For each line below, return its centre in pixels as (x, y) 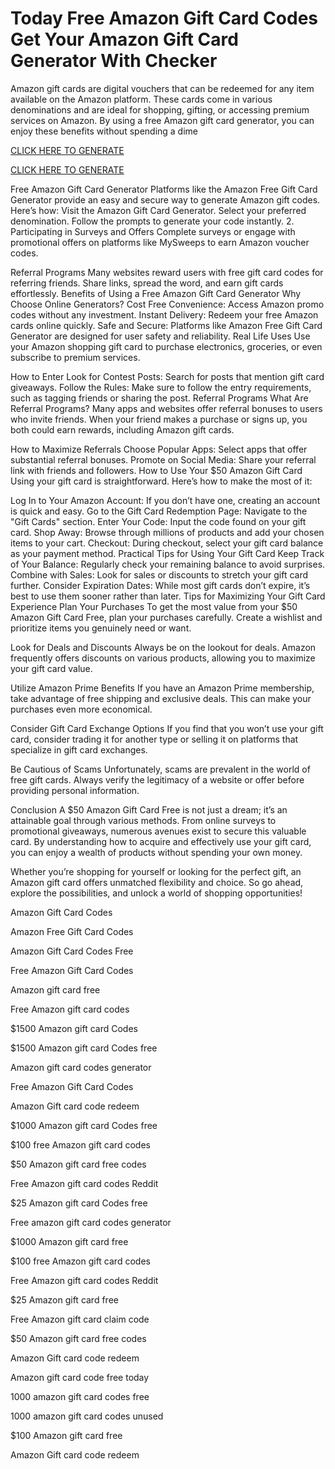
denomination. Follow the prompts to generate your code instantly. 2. (152, 221)
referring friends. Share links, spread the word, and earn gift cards (147, 283)
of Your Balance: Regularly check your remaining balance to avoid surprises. (168, 564)
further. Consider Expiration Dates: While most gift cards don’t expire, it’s (160, 585)
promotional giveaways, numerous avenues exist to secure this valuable (158, 831)
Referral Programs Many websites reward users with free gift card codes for (167, 272)
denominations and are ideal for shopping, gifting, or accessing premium (160, 109)
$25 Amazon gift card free (64, 1299)
